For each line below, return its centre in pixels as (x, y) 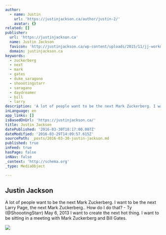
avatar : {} (25, 23)
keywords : (15, 56)
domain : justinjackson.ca (36, 51)
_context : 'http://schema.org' (37, 161)
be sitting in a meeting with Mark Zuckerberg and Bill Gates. (66, 218)
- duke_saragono (26, 79)
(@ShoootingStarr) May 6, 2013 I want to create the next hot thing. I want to (82, 213)
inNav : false (19, 157)
